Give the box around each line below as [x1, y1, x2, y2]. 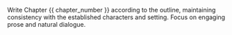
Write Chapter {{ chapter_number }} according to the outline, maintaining [7, 6, 216, 14]
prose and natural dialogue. [7, 21, 86, 28]
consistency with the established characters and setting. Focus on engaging [7, 13, 226, 21]
